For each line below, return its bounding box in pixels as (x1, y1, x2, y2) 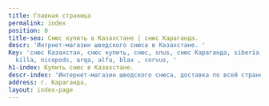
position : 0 (8, 26, 48, 34)
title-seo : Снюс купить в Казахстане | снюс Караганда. (8, 33, 199, 42)
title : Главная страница (8, 11, 91, 20)
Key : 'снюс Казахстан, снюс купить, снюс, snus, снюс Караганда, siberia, (8, 49, 263, 57)
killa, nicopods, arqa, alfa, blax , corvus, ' (15, 57, 178, 65)
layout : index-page (8, 85, 74, 94)
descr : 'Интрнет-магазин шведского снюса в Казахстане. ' (8, 41, 206, 49)
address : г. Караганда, (8, 78, 88, 86)
